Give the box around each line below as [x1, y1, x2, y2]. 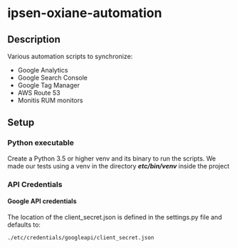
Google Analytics [17, 66, 68, 74]
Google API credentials [7, 197, 77, 205]
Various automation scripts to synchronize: [7, 52, 133, 60]
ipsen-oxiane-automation [7, 5, 162, 21]
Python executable [7, 138, 75, 148]
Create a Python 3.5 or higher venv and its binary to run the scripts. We [7, 154, 216, 163]
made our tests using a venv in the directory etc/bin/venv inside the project [7, 161, 230, 170]
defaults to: [7, 220, 41, 229]
